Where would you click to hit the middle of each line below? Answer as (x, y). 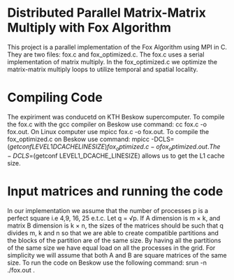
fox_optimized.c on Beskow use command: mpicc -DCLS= (91, 139)
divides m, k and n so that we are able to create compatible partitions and (113, 233)
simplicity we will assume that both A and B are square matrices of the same (117, 255)
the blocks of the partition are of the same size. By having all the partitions (114, 240)
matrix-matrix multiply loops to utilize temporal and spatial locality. (103, 69)
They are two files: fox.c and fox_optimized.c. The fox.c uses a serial (106, 54)
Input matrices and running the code (115, 191)
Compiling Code (55, 97)
